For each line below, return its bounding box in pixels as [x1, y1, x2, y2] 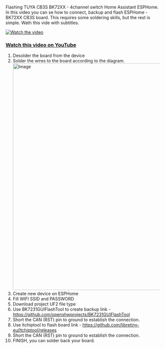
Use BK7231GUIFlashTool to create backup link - [12, 306, 111, 312]
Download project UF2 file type [12, 301, 76, 307]
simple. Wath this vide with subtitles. [5, 20, 79, 26]
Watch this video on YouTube [5, 41, 76, 48]
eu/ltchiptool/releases [12, 327, 57, 333]
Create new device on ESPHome [12, 291, 79, 296]
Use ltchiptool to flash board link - [12, 322, 81, 328]
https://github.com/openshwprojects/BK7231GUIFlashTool [12, 312, 130, 318]
